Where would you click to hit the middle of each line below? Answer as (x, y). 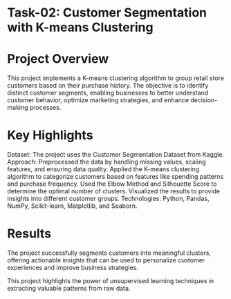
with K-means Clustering (80, 27)
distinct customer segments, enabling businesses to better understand (108, 93)
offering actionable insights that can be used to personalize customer (106, 260)
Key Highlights (50, 135)
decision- (204, 100)
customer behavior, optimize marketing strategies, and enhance (98, 100)
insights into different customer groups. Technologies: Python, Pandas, (108, 199)
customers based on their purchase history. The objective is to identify (108, 86)
